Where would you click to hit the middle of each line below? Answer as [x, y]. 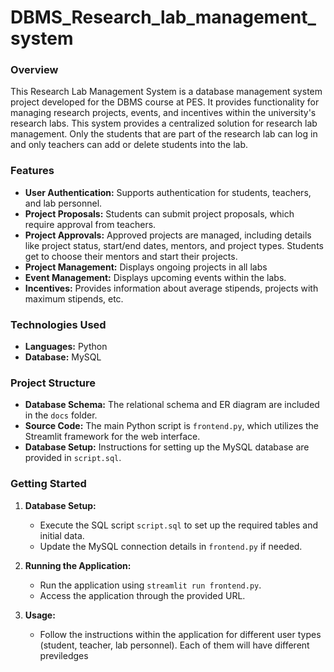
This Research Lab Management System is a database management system [166, 92]
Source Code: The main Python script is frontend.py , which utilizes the [171, 426]
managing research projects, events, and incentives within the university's [163, 113]
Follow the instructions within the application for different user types [180, 634]
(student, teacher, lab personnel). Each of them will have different [174, 645]
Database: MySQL [63, 357]
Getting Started [48, 484]
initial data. [62, 535]
